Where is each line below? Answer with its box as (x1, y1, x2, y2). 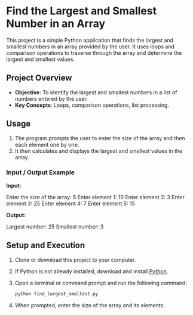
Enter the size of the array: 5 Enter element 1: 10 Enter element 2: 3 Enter (6, 193, 185, 200)
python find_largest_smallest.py (14, 291, 99, 297)
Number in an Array (6, 17, 106, 30)
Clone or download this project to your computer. (14, 256, 136, 263)
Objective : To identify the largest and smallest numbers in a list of (14, 88, 177, 96)
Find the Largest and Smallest (6, 4, 157, 18)
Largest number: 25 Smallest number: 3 (6, 223, 104, 230)
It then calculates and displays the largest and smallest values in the (14, 147, 183, 155)
